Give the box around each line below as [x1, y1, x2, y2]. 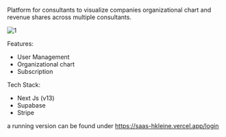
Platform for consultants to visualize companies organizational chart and [7, 6, 212, 14]
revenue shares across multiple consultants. [7, 13, 132, 21]
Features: [7, 40, 34, 47]
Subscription [16, 68, 53, 75]
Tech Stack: [7, 81, 41, 88]
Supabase [16, 101, 46, 109]
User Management [16, 53, 70, 61]
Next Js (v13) [16, 94, 55, 102]
